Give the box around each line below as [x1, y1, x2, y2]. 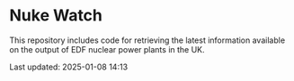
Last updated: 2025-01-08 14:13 [9, 61, 129, 72]
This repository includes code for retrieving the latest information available [9, 35, 286, 45]
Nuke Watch [9, 5, 103, 26]
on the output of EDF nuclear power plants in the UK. [9, 44, 205, 54]
